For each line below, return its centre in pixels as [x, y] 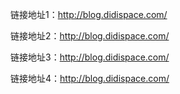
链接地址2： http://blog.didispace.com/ [90, 36]
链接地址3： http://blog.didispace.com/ [90, 57]
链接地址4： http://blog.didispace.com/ [90, 78]
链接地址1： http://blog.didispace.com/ [89, 14]
